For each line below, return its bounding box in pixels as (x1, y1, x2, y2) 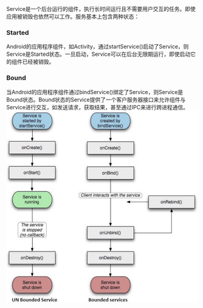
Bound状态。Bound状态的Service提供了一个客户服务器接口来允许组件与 (6, 96, 186, 103)
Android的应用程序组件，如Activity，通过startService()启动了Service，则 (6, 43, 189, 50)
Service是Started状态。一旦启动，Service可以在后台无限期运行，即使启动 (6, 50, 191, 58)
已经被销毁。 (22, 58, 55, 66)
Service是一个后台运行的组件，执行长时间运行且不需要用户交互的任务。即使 (6, 5, 196, 12)
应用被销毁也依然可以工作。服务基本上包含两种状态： (6, 13, 140, 20)
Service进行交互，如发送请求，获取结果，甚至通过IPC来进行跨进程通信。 (6, 103, 188, 111)
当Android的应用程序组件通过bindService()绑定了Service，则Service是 (6, 88, 184, 95)
